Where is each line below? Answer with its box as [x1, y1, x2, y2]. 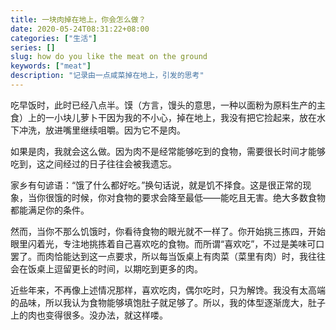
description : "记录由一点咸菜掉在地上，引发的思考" [10, 71, 205, 81]
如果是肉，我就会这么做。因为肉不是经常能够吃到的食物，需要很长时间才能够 [10, 145, 326, 157]
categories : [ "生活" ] [10, 33, 98, 43]
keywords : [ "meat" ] [10, 61, 92, 71]
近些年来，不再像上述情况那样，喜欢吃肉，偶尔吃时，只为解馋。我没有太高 [10, 284, 317, 296]
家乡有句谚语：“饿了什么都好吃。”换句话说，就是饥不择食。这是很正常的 [10, 179, 303, 191]
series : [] [10, 42, 56, 53]
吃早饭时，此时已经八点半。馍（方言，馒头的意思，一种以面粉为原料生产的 [10, 99, 317, 111]
